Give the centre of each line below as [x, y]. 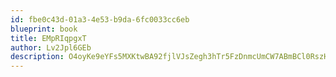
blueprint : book [44, 29]
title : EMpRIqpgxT [48, 38]
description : [37, 57]
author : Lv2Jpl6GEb [51, 47]
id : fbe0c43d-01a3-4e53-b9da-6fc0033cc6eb [100, 19]
